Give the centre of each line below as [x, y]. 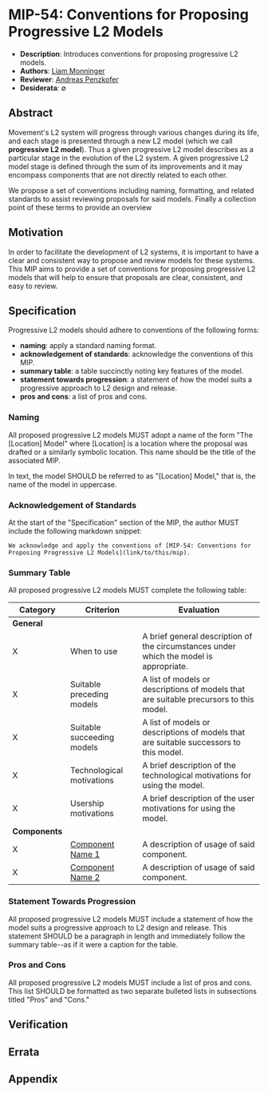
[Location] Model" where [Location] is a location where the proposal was [128, 443]
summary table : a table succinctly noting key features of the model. [132, 371]
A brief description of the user [199, 799]
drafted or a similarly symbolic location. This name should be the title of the [132, 452]
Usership [87, 803]
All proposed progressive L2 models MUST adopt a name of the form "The [131, 434]
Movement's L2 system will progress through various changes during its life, [134, 132]
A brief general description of [197, 636]
